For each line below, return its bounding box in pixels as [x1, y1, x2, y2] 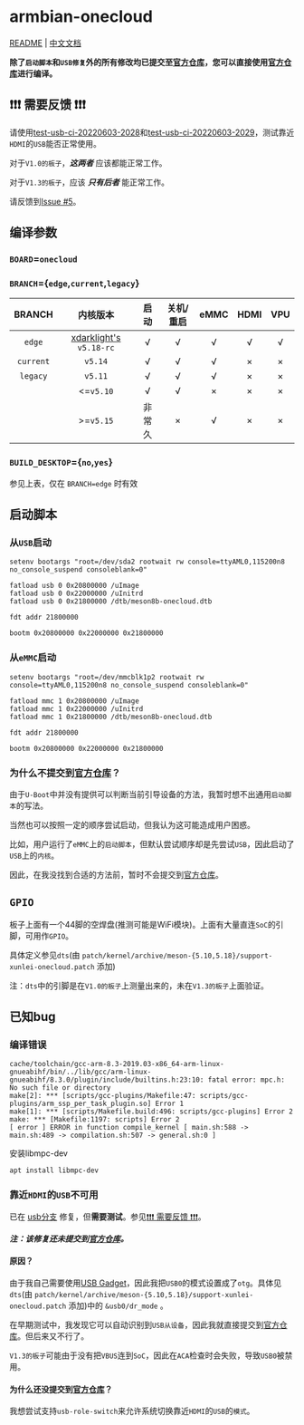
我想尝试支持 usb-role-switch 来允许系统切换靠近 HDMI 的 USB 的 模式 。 [9, 1406, 255, 1417]
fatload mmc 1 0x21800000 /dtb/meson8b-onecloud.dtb [9, 712, 213, 721]
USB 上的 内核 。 [9, 850, 60, 861]
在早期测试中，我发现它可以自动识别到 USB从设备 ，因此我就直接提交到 [9, 1319, 264, 1330]
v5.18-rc [77, 342, 115, 353]
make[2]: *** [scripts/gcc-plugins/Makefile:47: [9, 1092, 196, 1101]
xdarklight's [71, 332, 121, 344]
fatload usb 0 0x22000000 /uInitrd [9, 589, 144, 599]
